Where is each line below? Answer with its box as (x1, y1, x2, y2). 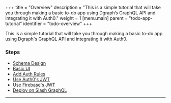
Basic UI (12, 66, 31, 72)
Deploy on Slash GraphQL (12, 87, 67, 93)
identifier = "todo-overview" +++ (23, 20, 93, 27)
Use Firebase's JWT (12, 82, 55, 88)
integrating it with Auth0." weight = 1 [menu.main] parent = (5, 15, 128, 21)
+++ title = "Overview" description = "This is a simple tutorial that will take (5, 5, 161, 10)
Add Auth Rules (12, 71, 46, 77)
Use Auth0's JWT (12, 76, 50, 83)
